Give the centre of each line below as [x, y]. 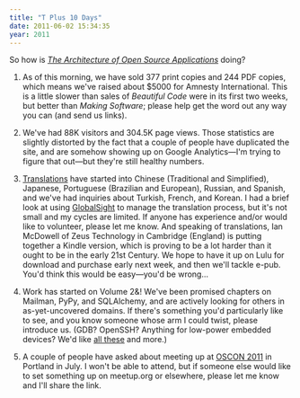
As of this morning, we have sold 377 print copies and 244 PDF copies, [154, 77]
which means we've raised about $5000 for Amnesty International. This [155, 87]
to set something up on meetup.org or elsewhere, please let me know [151, 376]
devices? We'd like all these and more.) [95, 340]
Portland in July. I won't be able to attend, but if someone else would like [157, 367]
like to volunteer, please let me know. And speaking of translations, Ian [152, 226]
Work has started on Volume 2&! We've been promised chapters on [147, 292]
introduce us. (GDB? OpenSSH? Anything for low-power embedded [147, 330]
